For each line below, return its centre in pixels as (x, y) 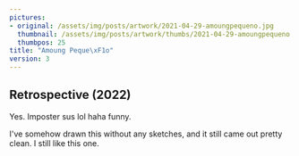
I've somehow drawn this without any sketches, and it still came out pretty (146, 134)
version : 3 (30, 59)
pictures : (28, 17)
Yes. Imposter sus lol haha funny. (70, 116)
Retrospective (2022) (70, 95)
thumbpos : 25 (42, 42)
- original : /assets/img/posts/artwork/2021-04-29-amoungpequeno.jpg (142, 26)
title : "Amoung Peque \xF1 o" (62, 51)
